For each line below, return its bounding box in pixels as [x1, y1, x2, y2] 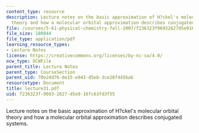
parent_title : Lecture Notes [6, 63, 78, 70]
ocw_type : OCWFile [6, 58, 52, 64]
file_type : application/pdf [6, 36, 76, 42]
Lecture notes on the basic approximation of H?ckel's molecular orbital [6, 107, 179, 114]
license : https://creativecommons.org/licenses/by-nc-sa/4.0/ [6, 53, 163, 59]
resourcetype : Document [6, 80, 65, 86]
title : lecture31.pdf [6, 86, 60, 92]
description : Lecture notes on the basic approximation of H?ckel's [6, 14, 179, 20]
